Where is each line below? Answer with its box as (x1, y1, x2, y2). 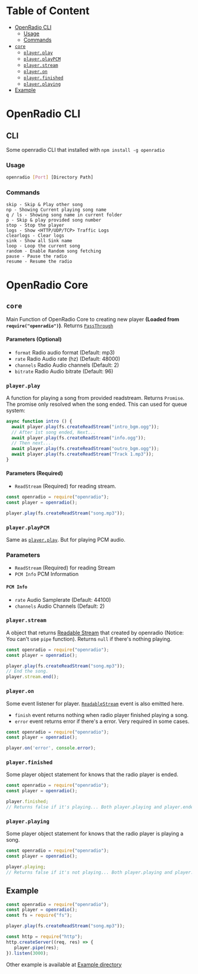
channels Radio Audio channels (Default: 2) (14, 361, 120, 369)
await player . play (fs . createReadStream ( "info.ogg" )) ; (11, 435, 146, 441)
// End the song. (6, 669, 49, 675)
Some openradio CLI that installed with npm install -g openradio (6, 146, 165, 153)
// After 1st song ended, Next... (11, 429, 96, 435)
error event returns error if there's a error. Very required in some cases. (14, 718, 190, 725)
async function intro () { (6, 418, 72, 424)
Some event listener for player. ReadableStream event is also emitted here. (6, 700, 184, 707)
